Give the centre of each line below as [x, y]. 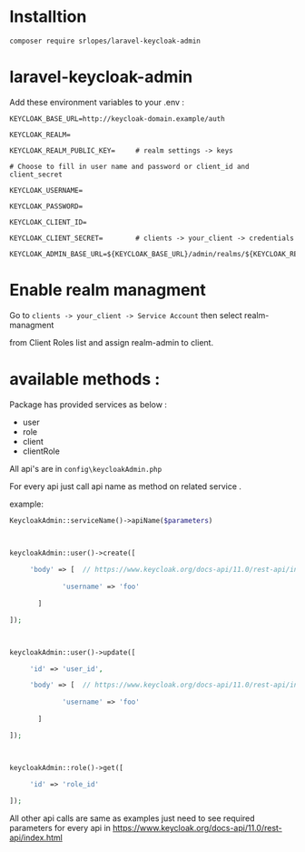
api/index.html [36, 837]
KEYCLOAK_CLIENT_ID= [49, 222]
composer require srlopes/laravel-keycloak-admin [105, 41]
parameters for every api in [60, 828]
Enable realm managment [108, 291]
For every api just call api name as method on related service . [126, 486]
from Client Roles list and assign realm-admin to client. [112, 342]
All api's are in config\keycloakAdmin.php [86, 468]
